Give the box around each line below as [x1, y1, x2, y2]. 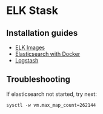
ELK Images [15, 44, 45, 51]
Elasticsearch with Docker [15, 50, 81, 58]
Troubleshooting [6, 74, 71, 85]
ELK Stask [6, 4, 59, 18]
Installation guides [6, 28, 78, 38]
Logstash [15, 57, 39, 64]
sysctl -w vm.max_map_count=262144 [6, 102, 96, 108]
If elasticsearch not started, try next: [6, 90, 97, 98]
